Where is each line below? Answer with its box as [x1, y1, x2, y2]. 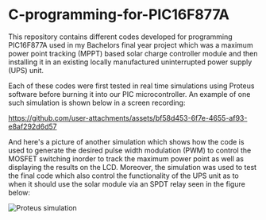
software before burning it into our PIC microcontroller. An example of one [8, 89, 251, 98]
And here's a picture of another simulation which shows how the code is [8, 137, 245, 146]
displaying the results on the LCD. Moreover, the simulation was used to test [8, 162, 256, 172]
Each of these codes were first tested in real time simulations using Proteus [8, 81, 255, 91]
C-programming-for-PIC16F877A [8, 6, 230, 24]
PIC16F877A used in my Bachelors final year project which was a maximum [8, 40, 253, 49]
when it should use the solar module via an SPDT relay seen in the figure [8, 179, 246, 188]
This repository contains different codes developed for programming [8, 32, 233, 41]
